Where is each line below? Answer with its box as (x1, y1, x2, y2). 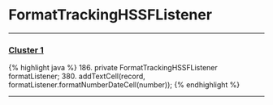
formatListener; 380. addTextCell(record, (8, 71, 146, 82)
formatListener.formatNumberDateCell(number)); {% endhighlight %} (8, 80, 240, 90)
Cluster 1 (8, 44, 45, 56)
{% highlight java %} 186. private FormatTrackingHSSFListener (8, 63, 218, 73)
